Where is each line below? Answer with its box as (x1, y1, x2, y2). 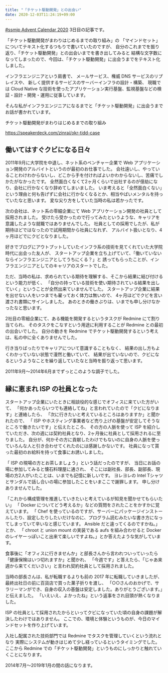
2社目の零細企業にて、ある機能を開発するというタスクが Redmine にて (5, 315, 151, 322)
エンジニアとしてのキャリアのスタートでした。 (14, 263, 111, 269)
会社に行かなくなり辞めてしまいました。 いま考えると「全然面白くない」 (14, 185, 162, 191)
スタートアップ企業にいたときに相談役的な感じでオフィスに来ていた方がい (5, 399, 159, 405)
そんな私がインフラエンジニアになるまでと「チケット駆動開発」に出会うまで (5, 103, 163, 109)
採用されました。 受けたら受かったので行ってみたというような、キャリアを (5, 214, 160, 220)
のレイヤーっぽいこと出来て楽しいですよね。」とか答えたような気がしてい (5, 534, 156, 540)
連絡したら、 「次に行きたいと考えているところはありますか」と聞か (18, 411, 160, 417)
